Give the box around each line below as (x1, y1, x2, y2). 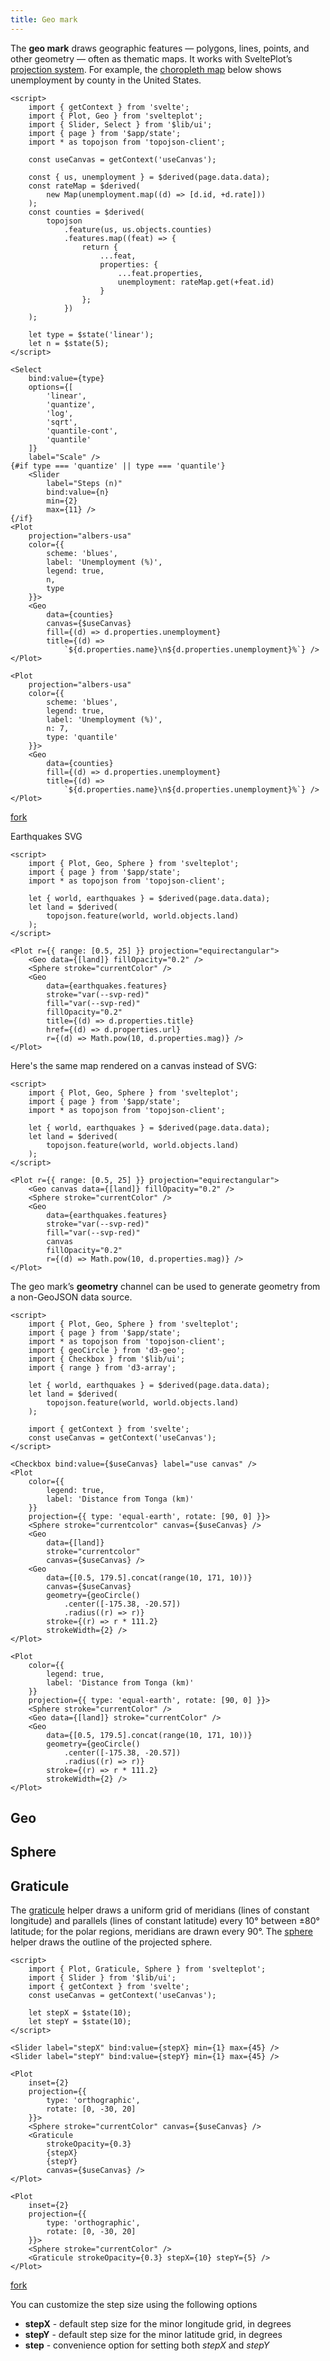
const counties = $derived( (28, 207, 145, 217)
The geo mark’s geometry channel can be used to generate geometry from (10, 1280, 321, 1292)
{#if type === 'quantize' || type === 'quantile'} (10, 461, 226, 471)
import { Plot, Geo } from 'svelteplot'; (28, 111, 203, 121)
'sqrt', (46, 417, 78, 427)
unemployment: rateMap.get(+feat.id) (117, 277, 275, 287)
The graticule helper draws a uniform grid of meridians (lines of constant (10, 1904, 310, 1916)
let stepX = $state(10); (28, 2008, 132, 2018)
